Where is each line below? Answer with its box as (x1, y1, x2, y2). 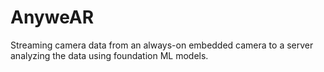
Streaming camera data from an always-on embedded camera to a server (10, 39, 314, 51)
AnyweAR (10, 6, 95, 29)
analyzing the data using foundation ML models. (10, 49, 209, 61)
